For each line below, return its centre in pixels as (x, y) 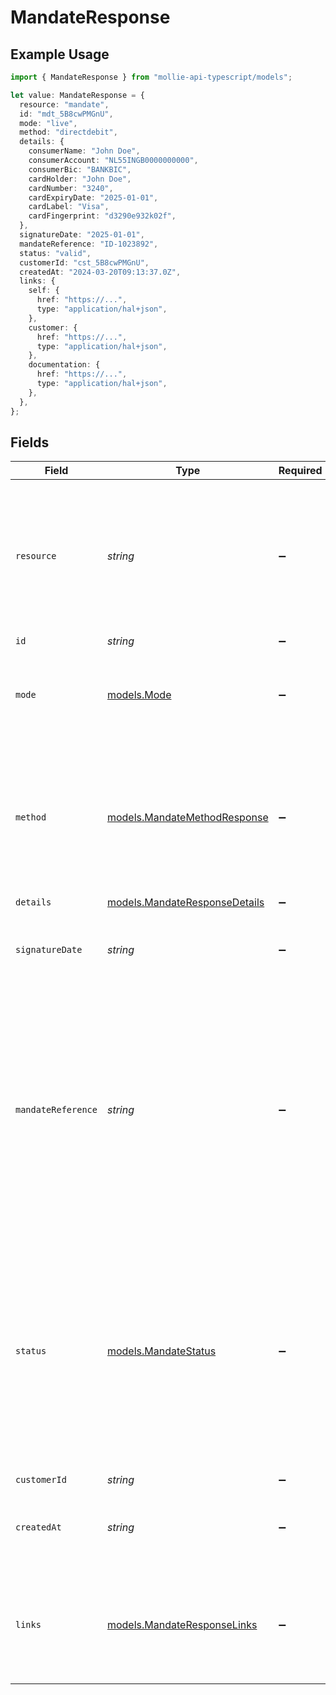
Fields (30, 442)
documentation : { (64, 365)
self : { (44, 291)
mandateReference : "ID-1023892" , (89, 244)
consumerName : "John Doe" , (84, 151)
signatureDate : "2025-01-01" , (82, 235)
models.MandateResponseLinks (182, 1625)
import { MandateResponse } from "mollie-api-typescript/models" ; (151, 77)
